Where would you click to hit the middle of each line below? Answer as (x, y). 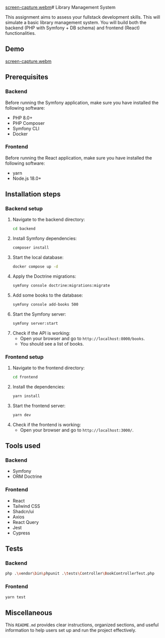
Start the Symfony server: (39, 314)
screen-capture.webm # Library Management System (61, 7)
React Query (25, 522)
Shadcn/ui (23, 511)
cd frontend (25, 377)
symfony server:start (35, 323)
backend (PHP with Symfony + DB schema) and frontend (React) (73, 28)
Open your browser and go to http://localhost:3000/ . (77, 430)
